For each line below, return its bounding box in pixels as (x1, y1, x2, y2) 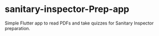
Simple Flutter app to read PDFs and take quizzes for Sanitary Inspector (5, 20, 154, 26)
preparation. (5, 25, 31, 31)
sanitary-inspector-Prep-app (5, 3, 130, 15)
